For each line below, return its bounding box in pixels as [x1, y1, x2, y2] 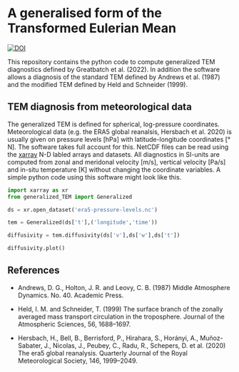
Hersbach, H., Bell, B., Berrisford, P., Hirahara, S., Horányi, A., [17, 334, 198, 342]
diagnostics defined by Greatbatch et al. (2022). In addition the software [7, 65, 220, 73]
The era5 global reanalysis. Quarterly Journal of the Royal [17, 348, 188, 357]
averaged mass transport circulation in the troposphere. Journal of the [17, 312, 225, 321]
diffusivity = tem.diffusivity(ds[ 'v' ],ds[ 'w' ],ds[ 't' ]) [7, 232, 180, 239]
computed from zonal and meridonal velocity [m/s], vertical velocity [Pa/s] [7, 157, 226, 166]
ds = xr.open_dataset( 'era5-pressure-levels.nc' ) [7, 206, 158, 213]
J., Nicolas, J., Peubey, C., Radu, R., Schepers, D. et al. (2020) [44, 341, 226, 350]
